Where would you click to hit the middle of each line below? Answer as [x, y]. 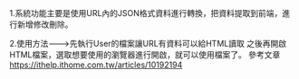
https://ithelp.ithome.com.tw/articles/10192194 [96, 65]
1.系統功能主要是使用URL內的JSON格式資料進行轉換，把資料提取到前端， [146, 13]
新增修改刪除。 [45, 24]
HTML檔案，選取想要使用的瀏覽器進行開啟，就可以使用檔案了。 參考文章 [145, 55]
